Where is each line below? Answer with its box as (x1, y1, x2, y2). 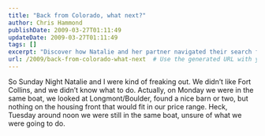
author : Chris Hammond (8, 19, 83, 27)
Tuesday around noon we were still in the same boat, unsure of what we (8, 110, 242, 119)
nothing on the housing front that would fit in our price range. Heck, (8, 101, 228, 111)
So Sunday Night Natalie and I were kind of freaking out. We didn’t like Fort (8, 76, 252, 86)
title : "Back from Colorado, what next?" (8, 11, 147, 20)
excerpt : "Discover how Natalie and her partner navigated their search (8, 48, 252, 56)
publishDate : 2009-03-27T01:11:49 (8, 26, 122, 34)
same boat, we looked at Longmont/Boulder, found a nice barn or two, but (8, 94, 248, 103)
